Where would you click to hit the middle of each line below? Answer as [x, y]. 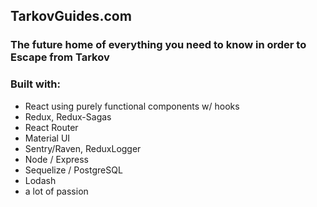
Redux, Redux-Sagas [68, 116]
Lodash [40, 180]
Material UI [47, 138]
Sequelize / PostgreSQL [73, 170]
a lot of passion [56, 191]
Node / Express [57, 159]
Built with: [35, 84]
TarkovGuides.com [71, 16]
